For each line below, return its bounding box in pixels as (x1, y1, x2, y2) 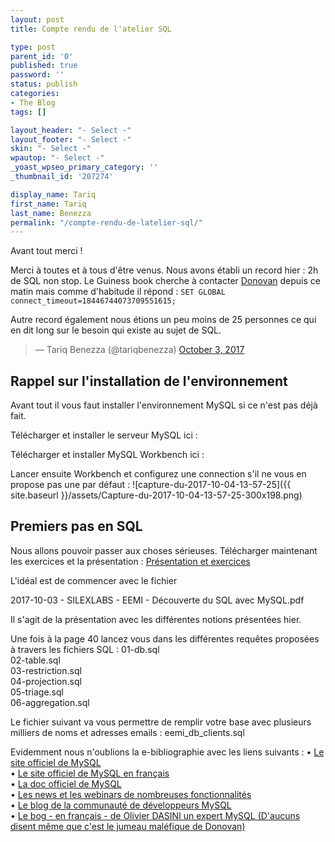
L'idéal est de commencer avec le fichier (10, 574, 178, 586)
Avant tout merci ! (10, 245, 83, 257)
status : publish (10, 79, 78, 90)
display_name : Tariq (10, 189, 97, 200)
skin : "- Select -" (10, 144, 92, 154)
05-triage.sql (10, 686, 64, 698)
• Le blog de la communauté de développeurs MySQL (10, 799, 232, 811)
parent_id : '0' (10, 51, 74, 61)
